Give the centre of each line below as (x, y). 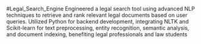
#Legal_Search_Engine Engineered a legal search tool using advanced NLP (101, 9)
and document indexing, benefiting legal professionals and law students (97, 34)
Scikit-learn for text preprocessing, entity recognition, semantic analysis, (98, 28)
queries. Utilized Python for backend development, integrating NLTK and (98, 21)
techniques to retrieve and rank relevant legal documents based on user (97, 15)
